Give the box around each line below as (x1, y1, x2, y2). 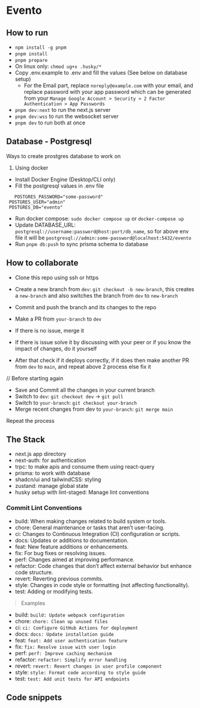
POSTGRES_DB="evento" (8, 204, 63, 211)
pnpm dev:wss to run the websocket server (14, 112, 119, 120)
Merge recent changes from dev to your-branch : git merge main (14, 405, 173, 413)
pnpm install (14, 51, 48, 57)
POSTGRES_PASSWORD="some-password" (14, 194, 103, 200)
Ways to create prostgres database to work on (6, 152, 121, 159)
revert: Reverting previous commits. (14, 575, 104, 582)
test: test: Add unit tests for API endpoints (14, 675, 130, 682)
